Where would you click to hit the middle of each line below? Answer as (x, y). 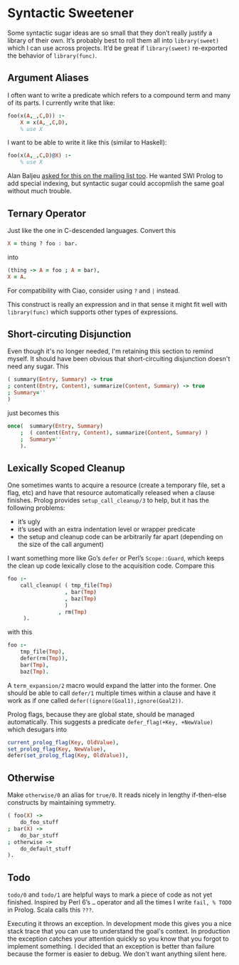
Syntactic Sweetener (70, 13)
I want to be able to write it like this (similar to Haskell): (87, 142)
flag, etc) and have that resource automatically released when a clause (111, 493)
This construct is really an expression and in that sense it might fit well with (117, 304)
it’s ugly (29, 522)
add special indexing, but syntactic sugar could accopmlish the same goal (116, 184)
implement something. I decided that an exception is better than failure (111, 946)
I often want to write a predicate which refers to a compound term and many (119, 95)
